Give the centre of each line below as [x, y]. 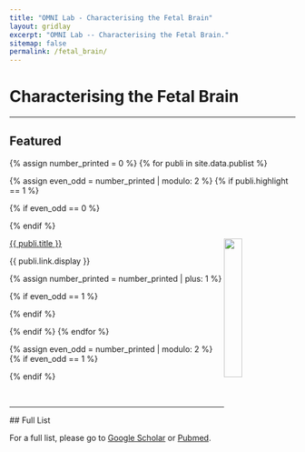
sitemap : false [38, 43]
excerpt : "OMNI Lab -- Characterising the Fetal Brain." [119, 35]
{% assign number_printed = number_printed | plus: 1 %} [116, 278]
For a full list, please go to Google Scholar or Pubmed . [110, 437]
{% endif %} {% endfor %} [59, 331]
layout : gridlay [40, 26]
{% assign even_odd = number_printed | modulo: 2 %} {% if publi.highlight [149, 181]
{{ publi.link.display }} [50, 261]
